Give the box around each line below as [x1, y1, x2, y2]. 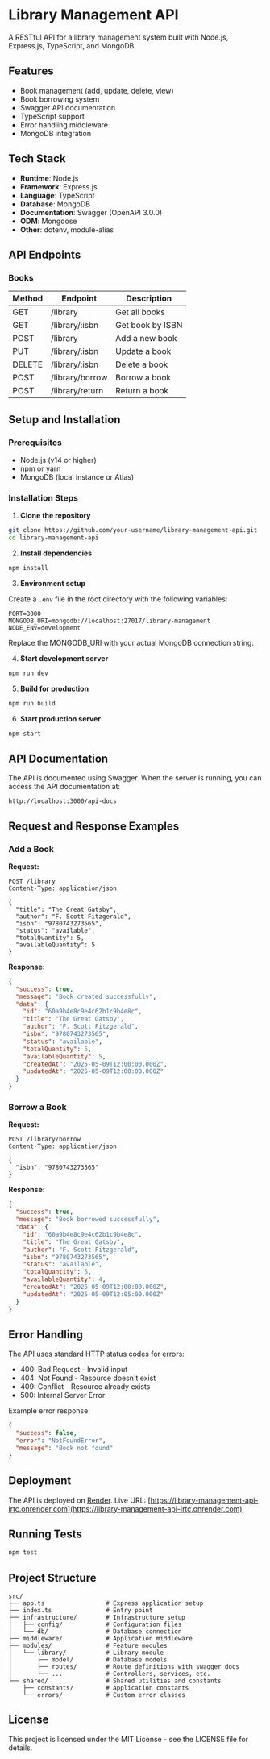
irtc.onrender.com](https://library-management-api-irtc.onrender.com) [8, 1503, 243, 1513]
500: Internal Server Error [19, 1391, 106, 1400]
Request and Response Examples [8, 819, 180, 833]
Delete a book [115, 359, 168, 370]
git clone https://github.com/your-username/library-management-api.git [8, 526, 258, 534]
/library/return [51, 385, 104, 397]
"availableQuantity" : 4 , [23, 1275, 106, 1283]
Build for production [19, 684, 89, 693]
